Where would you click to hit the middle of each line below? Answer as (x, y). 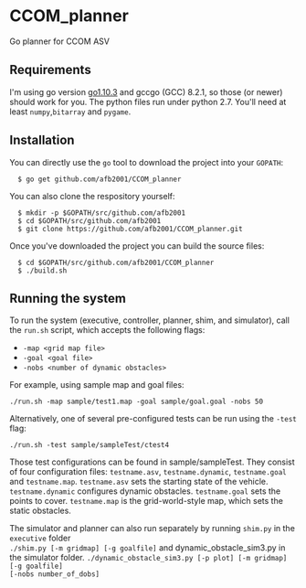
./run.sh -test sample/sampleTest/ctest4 (90, 445)
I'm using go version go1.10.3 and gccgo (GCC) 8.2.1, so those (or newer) (146, 91)
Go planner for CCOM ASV (59, 41)
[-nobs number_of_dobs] (55, 574)
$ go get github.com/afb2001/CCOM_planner (100, 179)
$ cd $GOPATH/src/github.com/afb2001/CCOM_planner (116, 262)
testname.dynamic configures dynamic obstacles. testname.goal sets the (145, 491)
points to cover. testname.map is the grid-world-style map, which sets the (146, 501)
